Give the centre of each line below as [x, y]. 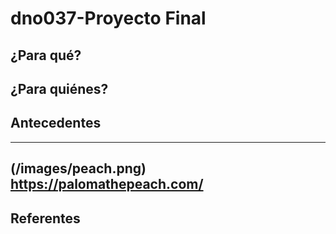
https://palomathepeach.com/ [107, 184]
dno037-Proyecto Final [108, 18]
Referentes [45, 218]
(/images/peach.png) [78, 168]
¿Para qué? [46, 55]
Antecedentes [56, 123]
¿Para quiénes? [59, 88]
